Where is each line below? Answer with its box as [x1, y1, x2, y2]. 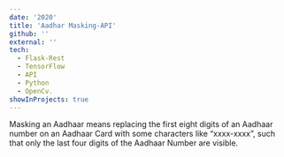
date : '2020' [9, 12, 58, 22]
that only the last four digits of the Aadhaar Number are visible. [9, 138, 239, 148]
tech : [9, 46, 29, 55]
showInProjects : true [9, 94, 89, 104]
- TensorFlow [17, 63, 65, 71]
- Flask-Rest [17, 54, 65, 63]
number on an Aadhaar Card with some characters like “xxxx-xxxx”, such [9, 129, 276, 139]
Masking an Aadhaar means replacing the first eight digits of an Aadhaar [9, 119, 273, 130]
